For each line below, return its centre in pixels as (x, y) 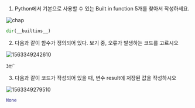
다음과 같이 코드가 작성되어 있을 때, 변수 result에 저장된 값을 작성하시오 (95, 78)
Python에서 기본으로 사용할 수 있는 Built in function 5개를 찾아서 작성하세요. (102, 8)
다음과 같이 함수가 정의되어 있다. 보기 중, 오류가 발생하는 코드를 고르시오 (96, 43)
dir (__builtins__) (28, 31)
